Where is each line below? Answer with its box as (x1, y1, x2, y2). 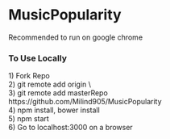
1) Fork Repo (8, 71, 50, 81)
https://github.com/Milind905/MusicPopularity (8, 97, 163, 107)
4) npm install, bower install (8, 105, 101, 115)
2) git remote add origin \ (8, 79, 91, 90)
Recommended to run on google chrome (8, 32, 143, 42)
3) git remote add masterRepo (8, 88, 109, 98)
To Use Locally (8, 53, 67, 64)
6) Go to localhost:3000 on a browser (8, 123, 133, 133)
